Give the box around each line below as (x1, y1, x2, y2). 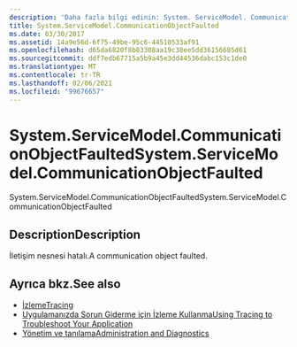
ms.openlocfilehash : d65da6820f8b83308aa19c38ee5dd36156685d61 (9, 46, 247, 55)
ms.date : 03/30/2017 (9, 29, 86, 38)
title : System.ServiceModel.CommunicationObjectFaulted (9, 21, 219, 30)
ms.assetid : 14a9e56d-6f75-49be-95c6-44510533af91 (9, 37, 200, 47)
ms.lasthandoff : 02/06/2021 (9, 79, 113, 88)
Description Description (9, 227, 141, 242)
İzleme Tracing (21, 300, 73, 311)
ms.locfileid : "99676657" (9, 87, 104, 96)
